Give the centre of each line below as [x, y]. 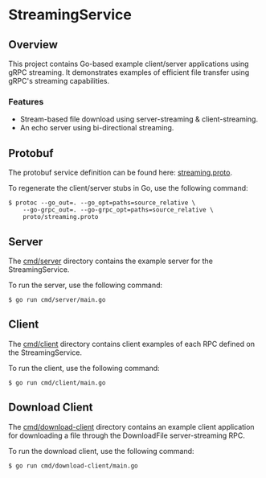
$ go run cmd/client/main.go [57, 383]
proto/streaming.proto [61, 217]
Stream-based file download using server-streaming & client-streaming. [139, 119]
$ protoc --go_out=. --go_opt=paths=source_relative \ [102, 203]
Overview [33, 45]
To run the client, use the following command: [84, 368]
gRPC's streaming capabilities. [59, 81]
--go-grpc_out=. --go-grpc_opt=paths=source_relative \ [119, 210]
